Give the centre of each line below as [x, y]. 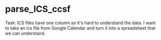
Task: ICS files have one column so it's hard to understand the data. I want [80, 23]
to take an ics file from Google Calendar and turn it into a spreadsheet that [80, 28]
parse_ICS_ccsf [38, 9]
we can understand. [25, 33]
